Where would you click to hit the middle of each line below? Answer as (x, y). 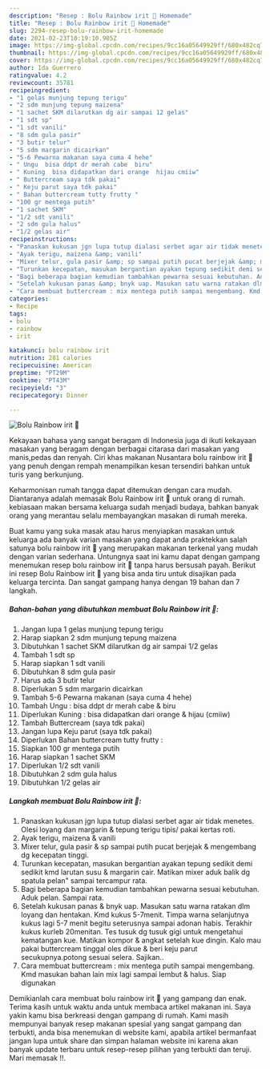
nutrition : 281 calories (50, 358)
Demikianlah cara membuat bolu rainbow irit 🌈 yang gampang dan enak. (128, 998)
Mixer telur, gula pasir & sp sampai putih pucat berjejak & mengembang (139, 847)
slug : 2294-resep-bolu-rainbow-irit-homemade (86, 30)
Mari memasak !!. (38, 1058)
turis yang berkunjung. (46, 474)
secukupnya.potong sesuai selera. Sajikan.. (92, 958)
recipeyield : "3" (38, 388)
